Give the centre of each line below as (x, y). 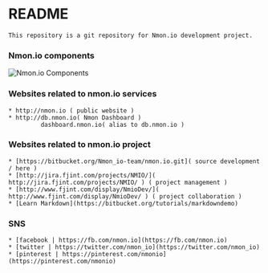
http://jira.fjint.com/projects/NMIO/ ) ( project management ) (118, 182)
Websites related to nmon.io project (79, 145)
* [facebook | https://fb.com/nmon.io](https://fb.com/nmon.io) (118, 240)
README (39, 14)
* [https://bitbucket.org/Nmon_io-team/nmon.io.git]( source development (134, 161)
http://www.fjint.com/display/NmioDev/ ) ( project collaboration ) (125, 196)
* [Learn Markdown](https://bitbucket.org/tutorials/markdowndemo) (124, 203)
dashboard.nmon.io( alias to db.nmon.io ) (112, 124)
